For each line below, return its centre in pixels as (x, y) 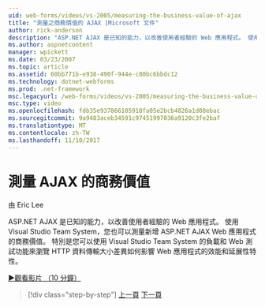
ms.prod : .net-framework (49, 89)
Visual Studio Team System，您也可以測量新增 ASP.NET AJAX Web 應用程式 (132, 232)
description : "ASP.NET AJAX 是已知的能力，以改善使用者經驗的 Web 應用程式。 (126, 37)
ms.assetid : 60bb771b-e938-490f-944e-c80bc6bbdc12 (93, 74)
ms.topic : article (38, 67)
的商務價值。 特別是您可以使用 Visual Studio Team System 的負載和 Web (126, 241)
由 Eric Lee (26, 205)
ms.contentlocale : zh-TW (49, 133)
